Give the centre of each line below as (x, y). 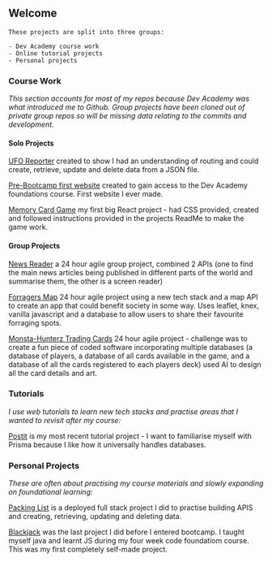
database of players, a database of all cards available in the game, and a (129, 356)
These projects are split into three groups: (86, 32)
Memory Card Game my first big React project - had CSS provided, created (134, 210)
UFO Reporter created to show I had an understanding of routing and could (134, 161)
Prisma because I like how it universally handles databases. (107, 444)
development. (31, 124)
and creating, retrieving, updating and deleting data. (95, 517)
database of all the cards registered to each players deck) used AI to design (135, 364)
